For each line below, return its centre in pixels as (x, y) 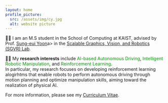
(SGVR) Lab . (18, 49)
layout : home (19, 10)
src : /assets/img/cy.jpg (36, 19)
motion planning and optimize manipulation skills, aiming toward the (76, 80)
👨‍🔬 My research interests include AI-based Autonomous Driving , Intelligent (84, 59)
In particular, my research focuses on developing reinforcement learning (80, 69)
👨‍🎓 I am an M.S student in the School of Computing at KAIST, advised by (81, 38)
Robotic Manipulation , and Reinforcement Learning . (59, 64)
